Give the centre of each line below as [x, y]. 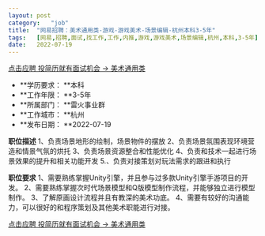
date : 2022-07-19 [40, 45]
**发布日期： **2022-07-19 [66, 125]
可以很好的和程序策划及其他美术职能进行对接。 [98, 208]
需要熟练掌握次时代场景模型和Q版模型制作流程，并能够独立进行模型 [145, 188]
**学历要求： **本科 [52, 85]
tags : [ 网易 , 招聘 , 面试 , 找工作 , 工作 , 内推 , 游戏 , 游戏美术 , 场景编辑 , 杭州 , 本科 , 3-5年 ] [133, 37]
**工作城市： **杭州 [52, 114]
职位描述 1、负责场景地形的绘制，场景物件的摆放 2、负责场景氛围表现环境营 [132, 141]
